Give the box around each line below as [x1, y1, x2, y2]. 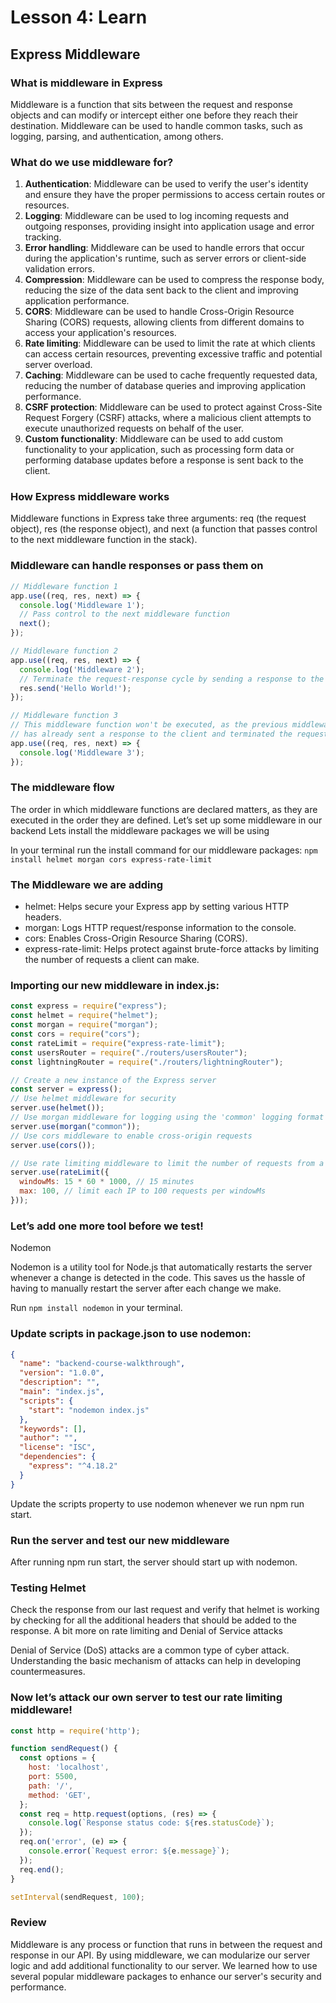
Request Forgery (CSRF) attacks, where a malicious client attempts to [24, 412, 312, 424]
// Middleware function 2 [10, 646, 118, 656]
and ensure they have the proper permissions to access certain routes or [24, 189, 326, 201]
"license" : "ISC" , [19, 1442, 97, 1453]
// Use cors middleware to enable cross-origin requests [10, 1131, 253, 1141]
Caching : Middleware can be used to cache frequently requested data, [24, 369, 318, 381]
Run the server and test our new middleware [10, 1533, 230, 1547]
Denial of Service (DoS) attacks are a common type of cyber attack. [10, 1644, 290, 1656]
